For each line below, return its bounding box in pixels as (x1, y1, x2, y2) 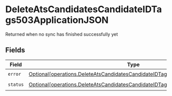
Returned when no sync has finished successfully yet (5, 31, 118, 37)
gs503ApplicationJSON (5, 14, 109, 26)
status (8, 82, 24, 87)
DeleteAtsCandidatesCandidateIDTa (5, 4, 162, 15)
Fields (5, 46, 26, 54)
